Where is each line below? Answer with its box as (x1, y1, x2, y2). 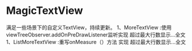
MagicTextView (6, 4, 83, 17)
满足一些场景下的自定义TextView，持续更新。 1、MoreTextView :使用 (6, 24, 172, 31)
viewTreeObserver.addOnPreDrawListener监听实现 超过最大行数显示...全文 (6, 31, 186, 38)
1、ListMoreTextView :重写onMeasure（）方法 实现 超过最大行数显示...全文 (6, 38, 186, 45)
